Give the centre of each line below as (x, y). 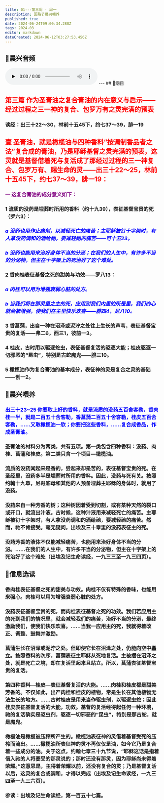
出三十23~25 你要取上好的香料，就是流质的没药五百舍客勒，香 (79, 410)
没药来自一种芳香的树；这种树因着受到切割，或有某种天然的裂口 (81, 505)
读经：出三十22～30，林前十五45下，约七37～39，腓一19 (74, 125)
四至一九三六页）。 (27, 781)
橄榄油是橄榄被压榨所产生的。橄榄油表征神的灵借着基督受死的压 (81, 736)
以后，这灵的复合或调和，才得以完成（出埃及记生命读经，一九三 (81, 773)
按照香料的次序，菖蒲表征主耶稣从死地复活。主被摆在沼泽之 (86, 655)
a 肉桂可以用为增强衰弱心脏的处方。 (48, 289)
